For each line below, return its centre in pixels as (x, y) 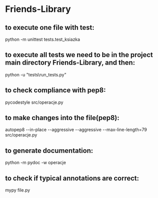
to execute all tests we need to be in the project (79, 55)
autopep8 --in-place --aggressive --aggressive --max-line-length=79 (76, 130)
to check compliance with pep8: (56, 90)
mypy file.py (18, 190)
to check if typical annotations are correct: (72, 178)
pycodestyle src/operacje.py (34, 102)
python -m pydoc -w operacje (36, 163)
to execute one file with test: (50, 28)
